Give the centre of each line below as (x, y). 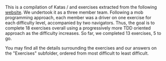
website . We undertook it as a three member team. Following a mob (74, 12)
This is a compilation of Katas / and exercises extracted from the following (81, 7)
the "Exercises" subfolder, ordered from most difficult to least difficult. (77, 53)
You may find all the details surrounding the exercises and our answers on (81, 48)
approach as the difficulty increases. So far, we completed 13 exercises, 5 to (83, 33)
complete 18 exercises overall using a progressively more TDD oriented (78, 28)
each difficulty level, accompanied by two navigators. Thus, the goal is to (80, 23)
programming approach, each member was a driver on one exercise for (78, 17)
